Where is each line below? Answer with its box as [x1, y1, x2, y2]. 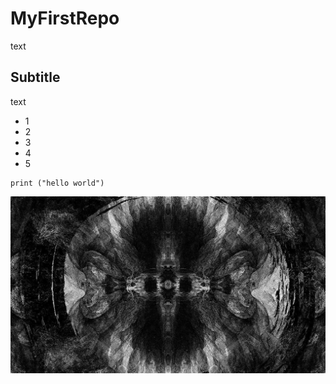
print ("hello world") [10, 178, 105, 188]
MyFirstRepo [10, 7, 120, 30]
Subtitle [10, 69, 61, 86]
